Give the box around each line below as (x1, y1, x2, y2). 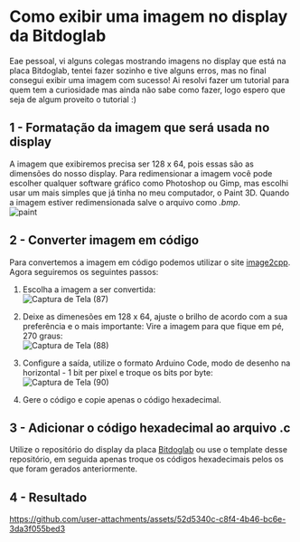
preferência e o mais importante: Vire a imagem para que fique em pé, (22, 320, 285, 331)
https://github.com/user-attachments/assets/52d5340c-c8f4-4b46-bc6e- (9, 514, 286, 525)
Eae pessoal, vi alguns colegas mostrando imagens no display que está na (9, 55, 286, 66)
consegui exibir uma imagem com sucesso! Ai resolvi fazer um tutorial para (9, 74, 290, 85)
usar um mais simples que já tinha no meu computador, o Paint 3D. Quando (9, 187, 290, 198)
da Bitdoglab (9, 25, 107, 46)
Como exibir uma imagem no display (9, 6, 288, 27)
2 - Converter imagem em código (9, 233, 200, 248)
